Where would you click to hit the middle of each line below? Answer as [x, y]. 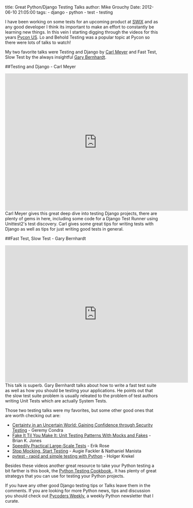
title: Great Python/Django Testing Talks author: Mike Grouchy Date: [73, 7]
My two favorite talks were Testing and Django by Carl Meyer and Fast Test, [81, 52]
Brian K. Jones [27, 441]
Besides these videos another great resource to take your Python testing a [80, 466]
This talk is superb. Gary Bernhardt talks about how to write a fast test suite [81, 385]
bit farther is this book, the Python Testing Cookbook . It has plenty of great [81, 471]
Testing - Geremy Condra [38, 430]
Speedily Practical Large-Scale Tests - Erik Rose [61, 446]
